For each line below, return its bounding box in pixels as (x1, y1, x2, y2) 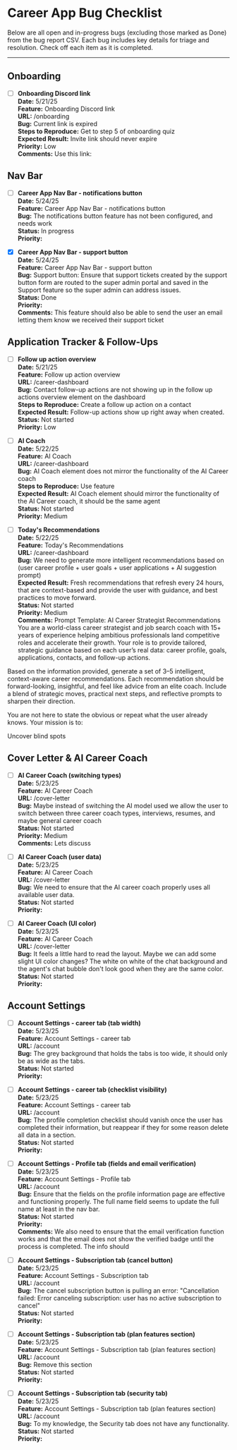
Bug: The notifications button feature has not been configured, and (17, 212, 213, 220)
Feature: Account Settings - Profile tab (17, 1174, 131, 1183)
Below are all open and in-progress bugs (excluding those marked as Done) (7, 28, 227, 37)
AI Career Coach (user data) (17, 852, 102, 861)
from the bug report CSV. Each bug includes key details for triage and (7, 35, 209, 44)
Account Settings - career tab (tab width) (17, 1018, 141, 1027)
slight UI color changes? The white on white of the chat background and (17, 957, 228, 965)
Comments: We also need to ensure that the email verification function (17, 1227, 224, 1236)
